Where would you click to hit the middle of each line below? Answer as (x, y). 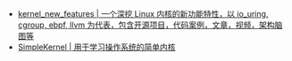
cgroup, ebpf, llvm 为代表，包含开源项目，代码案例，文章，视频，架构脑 (150, 25)
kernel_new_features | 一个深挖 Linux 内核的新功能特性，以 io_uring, (143, 14)
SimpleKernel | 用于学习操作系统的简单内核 (96, 47)
